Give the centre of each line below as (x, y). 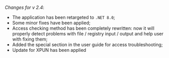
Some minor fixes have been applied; (51, 23)
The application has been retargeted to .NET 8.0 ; (64, 17)
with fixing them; (30, 39)
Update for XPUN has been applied (49, 50)
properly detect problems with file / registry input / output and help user (88, 34)
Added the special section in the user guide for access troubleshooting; (87, 45)
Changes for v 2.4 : (25, 7)
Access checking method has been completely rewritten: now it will (83, 28)
